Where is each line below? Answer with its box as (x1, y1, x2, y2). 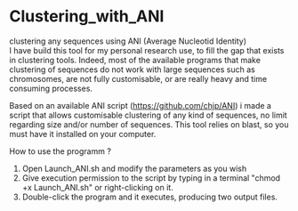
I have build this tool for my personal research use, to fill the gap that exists (9, 45, 285, 55)
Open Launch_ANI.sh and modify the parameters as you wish (21, 163, 247, 174)
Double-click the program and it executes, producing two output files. (21, 191, 278, 202)
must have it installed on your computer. (9, 128, 157, 139)
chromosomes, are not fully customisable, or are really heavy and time (9, 73, 268, 84)
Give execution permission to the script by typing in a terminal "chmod (21, 172, 281, 183)
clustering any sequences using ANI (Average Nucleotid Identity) (9, 36, 247, 46)
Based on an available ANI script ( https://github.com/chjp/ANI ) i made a (9, 100, 271, 110)
